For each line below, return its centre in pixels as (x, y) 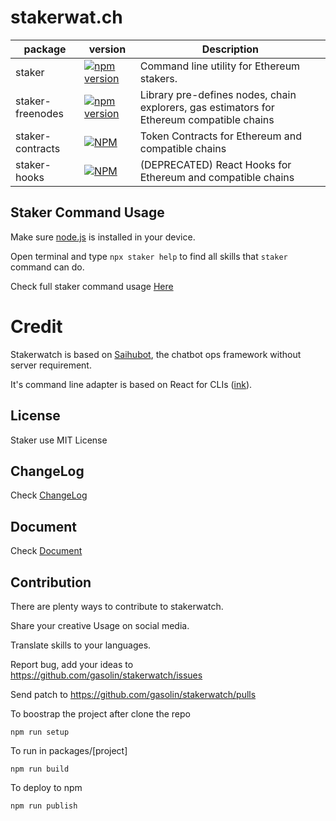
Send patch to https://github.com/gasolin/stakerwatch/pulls (133, 694)
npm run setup (40, 732)
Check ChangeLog (49, 495)
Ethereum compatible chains (207, 119)
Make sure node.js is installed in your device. (103, 237)
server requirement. (51, 365)
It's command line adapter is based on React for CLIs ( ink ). (131, 384)
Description (230, 49)
